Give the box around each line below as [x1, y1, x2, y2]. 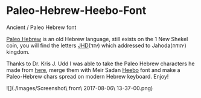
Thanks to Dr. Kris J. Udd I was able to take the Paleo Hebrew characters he [6, 60, 195, 67]
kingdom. [6, 48, 30, 55]
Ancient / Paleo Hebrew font [6, 24, 77, 31]
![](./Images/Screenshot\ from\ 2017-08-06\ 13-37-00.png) [6, 84, 153, 91]
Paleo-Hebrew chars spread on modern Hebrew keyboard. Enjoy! [6, 73, 169, 80]
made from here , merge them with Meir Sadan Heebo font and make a [6, 66, 180, 73]
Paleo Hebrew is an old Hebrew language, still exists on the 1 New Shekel [6, 35, 188, 42]
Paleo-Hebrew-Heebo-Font [6, 4, 147, 18]
